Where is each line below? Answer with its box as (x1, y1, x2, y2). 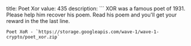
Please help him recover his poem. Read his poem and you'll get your (6, 11, 177, 18)
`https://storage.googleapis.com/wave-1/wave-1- (35, 29, 160, 35)
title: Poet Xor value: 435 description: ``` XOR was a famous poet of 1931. (6, 5, 186, 12)
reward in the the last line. (6, 18, 70, 24)
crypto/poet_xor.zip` (6, 34, 60, 40)
